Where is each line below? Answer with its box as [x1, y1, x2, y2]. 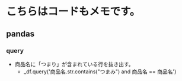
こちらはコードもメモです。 [6, 5, 141, 18]
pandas [6, 28, 34, 38]
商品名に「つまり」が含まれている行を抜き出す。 [14, 60, 134, 67]
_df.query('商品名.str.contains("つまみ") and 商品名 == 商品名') [23, 68, 177, 75]
